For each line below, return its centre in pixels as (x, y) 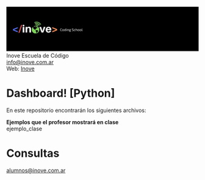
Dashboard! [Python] (61, 93)
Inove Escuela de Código (38, 56)
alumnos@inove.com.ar (36, 171)
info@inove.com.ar (30, 62)
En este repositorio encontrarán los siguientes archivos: (76, 110)
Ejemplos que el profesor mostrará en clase (63, 122)
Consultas (33, 153)
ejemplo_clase (24, 129)
